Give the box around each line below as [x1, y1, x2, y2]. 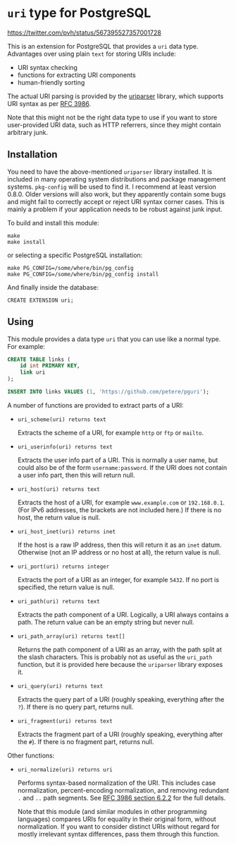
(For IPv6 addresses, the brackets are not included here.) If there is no [17, 505, 222, 514]
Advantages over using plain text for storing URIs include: [7, 49, 176, 58]
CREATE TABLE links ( [7, 355, 71, 363]
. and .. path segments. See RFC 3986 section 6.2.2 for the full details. [17, 793, 226, 802]
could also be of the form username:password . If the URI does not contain [17, 463, 228, 471]
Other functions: [7, 751, 55, 760]
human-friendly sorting [17, 78, 85, 86]
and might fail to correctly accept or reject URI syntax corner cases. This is [7, 197, 225, 206]
